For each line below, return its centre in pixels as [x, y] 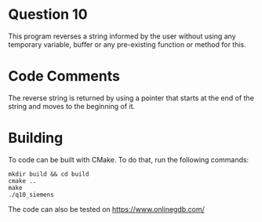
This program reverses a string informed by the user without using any [122, 36]
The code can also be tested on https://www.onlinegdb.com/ [107, 209]
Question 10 [48, 15]
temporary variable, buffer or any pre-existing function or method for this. [127, 44]
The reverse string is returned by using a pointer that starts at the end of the [131, 98]
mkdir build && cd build [49, 174]
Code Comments [64, 76]
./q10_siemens [31, 195]
